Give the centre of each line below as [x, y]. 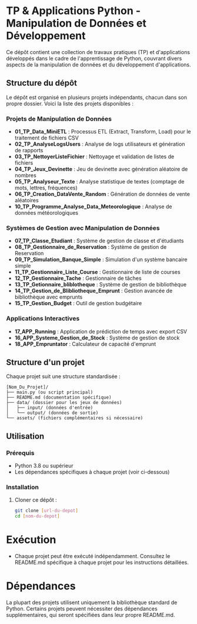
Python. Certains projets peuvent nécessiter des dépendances [82, 609]
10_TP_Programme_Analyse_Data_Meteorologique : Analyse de [93, 206]
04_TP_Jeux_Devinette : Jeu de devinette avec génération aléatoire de [101, 169]
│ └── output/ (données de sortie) [52, 413]
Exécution [31, 540]
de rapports [29, 151]
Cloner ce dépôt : [36, 500]
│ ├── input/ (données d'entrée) [50, 408]
